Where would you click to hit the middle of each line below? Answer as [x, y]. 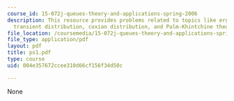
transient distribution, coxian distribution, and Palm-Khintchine [114, 26]
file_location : [29, 33]
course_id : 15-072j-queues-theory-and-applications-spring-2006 [102, 14]
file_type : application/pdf [48, 40]
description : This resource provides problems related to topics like [112, 20]
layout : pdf [24, 46]
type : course [26, 59]
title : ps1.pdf [29, 53]
